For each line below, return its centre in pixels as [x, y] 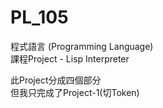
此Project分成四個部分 [56, 80]
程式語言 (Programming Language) [82, 46]
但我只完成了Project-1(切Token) [75, 92]
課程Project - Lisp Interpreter [70, 58]
